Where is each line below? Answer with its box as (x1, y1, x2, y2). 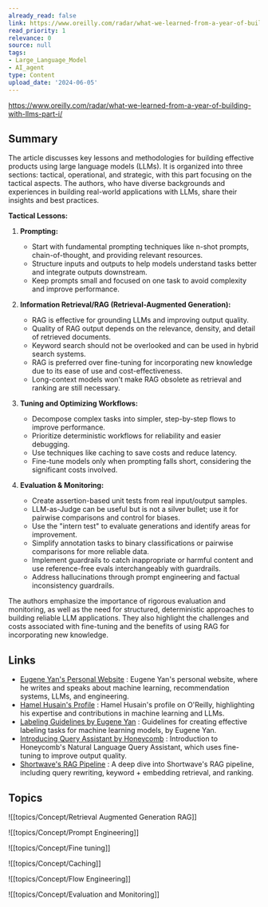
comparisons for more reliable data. (31, 547, 150, 556)
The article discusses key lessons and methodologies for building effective (8, 153, 254, 163)
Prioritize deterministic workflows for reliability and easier (31, 431, 222, 441)
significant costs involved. (31, 465, 118, 475)
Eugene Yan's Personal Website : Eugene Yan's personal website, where (19, 675, 258, 684)
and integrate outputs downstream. (31, 267, 148, 277)
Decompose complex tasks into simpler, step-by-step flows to (31, 414, 236, 424)
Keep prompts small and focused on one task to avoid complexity (31, 276, 247, 286)
